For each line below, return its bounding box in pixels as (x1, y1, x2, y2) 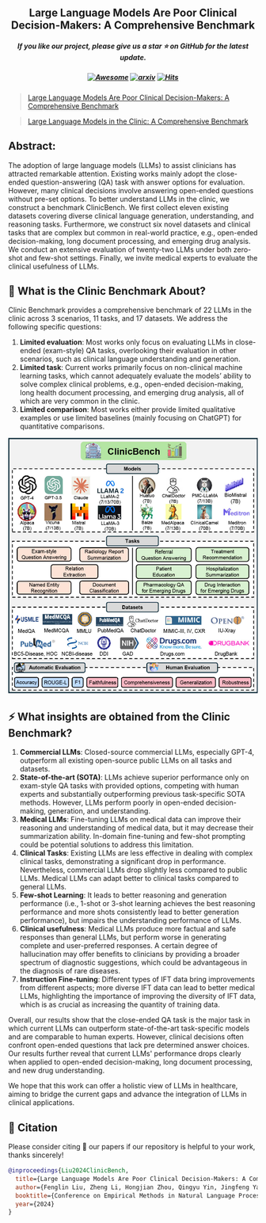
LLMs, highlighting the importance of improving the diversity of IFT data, (19, 992, 256, 1001)
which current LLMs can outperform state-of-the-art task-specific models (8, 1023, 249, 1033)
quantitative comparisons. (19, 421, 105, 431)
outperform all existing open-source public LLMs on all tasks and (19, 756, 232, 765)
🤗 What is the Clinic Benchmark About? (8, 284, 206, 298)
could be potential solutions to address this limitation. (19, 840, 194, 850)
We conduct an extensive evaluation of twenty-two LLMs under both (8, 245, 232, 254)
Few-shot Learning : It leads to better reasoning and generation (19, 890, 227, 900)
